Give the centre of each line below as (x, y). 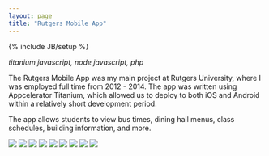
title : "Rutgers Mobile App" (58, 23)
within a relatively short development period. (83, 103)
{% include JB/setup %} (49, 46)
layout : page (30, 16)
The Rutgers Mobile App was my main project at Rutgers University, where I (135, 78)
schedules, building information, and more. (80, 128)
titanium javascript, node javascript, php (76, 62)
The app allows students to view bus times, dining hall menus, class (122, 119)
